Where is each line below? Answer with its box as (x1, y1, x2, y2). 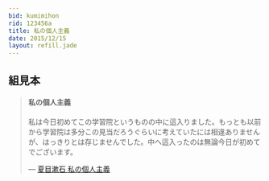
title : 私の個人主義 (8, 27, 70, 35)
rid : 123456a (8, 19, 52, 27)
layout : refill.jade (8, 42, 78, 50)
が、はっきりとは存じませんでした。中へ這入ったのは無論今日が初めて (27, 137, 261, 146)
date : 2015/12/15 (8, 34, 67, 43)
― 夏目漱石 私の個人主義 (27, 164, 110, 174)
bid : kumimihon (8, 11, 60, 20)
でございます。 (27, 146, 78, 157)
